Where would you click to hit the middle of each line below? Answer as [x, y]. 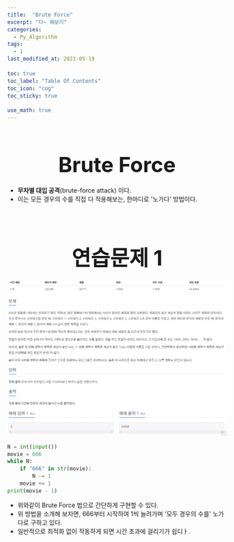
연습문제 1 [117, 258]
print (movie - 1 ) [32, 491]
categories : [24, 29]
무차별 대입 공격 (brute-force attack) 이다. [74, 190]
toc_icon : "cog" [31, 88]
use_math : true [29, 111]
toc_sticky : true [32, 96]
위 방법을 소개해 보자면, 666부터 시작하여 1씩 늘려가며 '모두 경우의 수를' [114, 513]
